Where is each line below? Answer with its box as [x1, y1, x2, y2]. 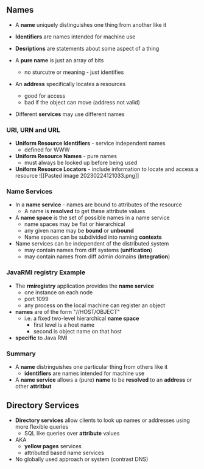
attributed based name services [24, 449, 105, 456]
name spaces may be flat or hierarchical [24, 220, 125, 228]
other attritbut [15, 383, 52, 390]
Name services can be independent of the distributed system [15, 240, 169, 247]
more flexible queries [15, 423, 69, 430]
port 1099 [24, 295, 49, 302]
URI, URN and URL [6, 125, 61, 134]
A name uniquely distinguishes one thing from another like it [15, 21, 167, 28]
